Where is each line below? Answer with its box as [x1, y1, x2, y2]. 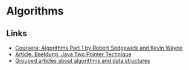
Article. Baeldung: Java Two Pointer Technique [14, 51, 132, 58]
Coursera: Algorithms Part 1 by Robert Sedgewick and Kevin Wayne [14, 44, 183, 51]
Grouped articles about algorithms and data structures [14, 57, 150, 64]
